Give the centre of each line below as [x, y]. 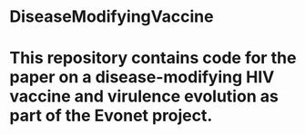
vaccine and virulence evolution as [144, 96]
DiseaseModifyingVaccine [112, 17]
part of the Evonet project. [111, 116]
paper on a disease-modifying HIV [142, 77]
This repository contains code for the [153, 58]
